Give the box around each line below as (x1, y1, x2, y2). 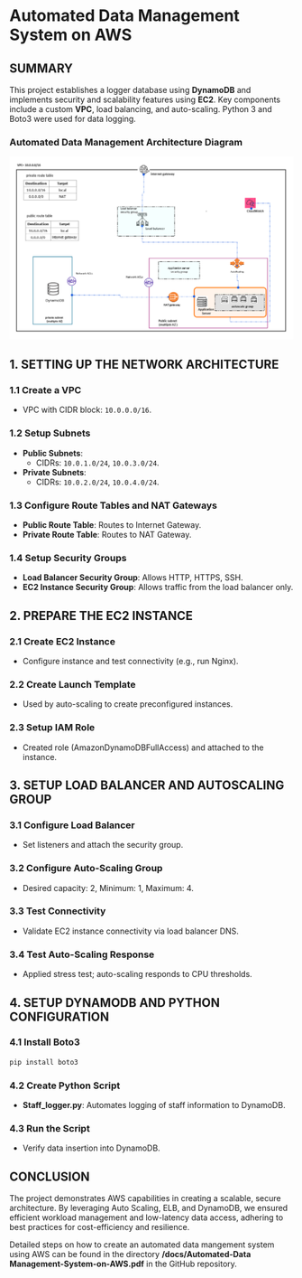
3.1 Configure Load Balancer (9, 819, 135, 832)
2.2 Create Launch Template (9, 678, 137, 691)
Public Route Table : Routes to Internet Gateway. (22, 519, 202, 530)
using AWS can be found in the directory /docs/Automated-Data (9, 1249, 252, 1260)
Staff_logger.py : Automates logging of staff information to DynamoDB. (22, 1099, 286, 1110)
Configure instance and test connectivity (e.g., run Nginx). (22, 655, 239, 666)
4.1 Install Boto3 (9, 1036, 80, 1048)
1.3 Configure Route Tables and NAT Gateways (9, 499, 218, 512)
